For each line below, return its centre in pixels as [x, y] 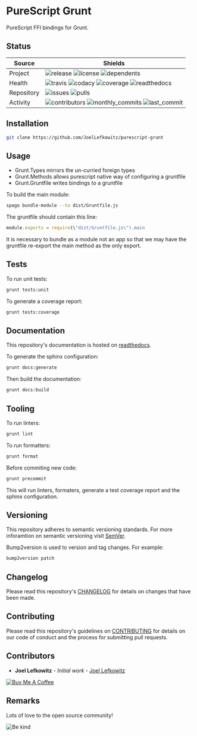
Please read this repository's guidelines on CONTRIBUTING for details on [96, 631]
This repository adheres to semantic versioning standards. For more [89, 529]
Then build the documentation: [44, 379]
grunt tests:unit [28, 290]
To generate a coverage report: [44, 301]
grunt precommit [26, 479]
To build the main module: [38, 195]
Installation [27, 124]
